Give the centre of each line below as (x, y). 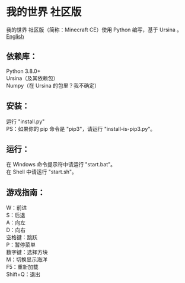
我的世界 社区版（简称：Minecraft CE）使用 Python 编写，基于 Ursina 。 (94, 30)
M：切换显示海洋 (27, 260)
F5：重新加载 (22, 267)
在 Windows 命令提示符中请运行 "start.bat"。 (61, 165)
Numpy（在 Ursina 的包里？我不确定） (53, 85)
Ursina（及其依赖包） (32, 78)
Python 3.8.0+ (23, 71)
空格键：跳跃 (22, 237)
